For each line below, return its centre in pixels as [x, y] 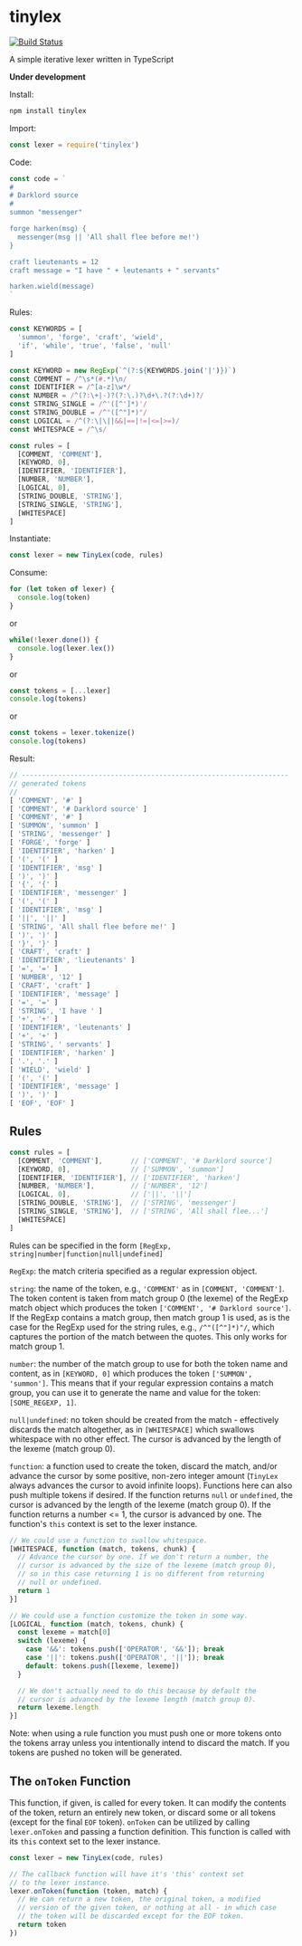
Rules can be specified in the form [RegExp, [90, 1245]
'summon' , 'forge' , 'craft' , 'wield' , [91, 338]
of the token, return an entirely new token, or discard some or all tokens [142, 1812]
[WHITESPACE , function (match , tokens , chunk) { [103, 1549]
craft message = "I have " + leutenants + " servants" [115, 270]
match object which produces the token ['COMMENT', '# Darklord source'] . [151, 1307]
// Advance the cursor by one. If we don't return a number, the [143, 1557]
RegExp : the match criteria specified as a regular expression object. [133, 1271]
